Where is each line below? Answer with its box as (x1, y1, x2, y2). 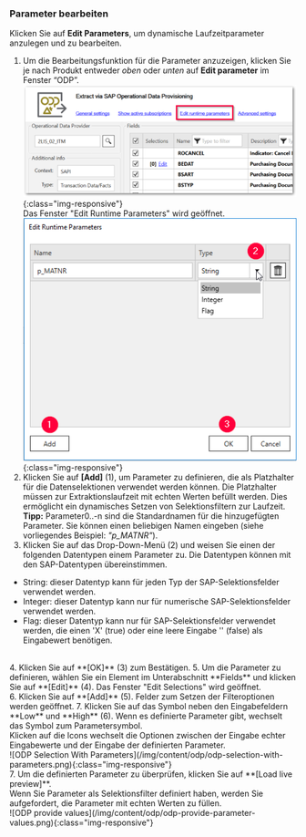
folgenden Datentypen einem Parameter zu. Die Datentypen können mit (22, 550, 291, 561)
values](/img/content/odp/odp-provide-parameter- (64, 808, 256, 819)
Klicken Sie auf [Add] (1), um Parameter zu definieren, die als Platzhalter (22, 472, 294, 483)
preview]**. (9, 779, 52, 790)
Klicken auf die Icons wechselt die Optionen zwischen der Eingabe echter (9, 730, 286, 741)
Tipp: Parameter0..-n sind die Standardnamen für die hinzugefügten (22, 511, 280, 522)
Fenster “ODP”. (22, 75, 79, 86)
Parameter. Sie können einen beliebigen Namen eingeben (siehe (22, 521, 264, 532)
